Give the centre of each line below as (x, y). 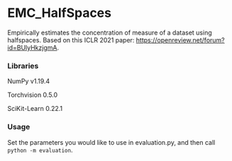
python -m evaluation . (40, 150)
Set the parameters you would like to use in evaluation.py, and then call (111, 142)
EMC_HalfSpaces (60, 13)
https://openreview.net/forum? (180, 40)
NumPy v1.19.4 (29, 81)
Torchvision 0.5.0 (33, 95)
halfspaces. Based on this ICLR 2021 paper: (71, 40)
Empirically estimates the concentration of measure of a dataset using (110, 32)
